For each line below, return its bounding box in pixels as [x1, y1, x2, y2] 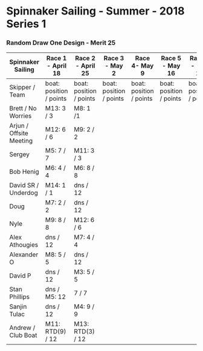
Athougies [9, 241, 38, 249]
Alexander [9, 250, 39, 259]
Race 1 [46, 54, 67, 63]
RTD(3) [73, 327, 95, 336]
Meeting [9, 137, 33, 145]
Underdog [9, 189, 38, 197]
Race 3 [103, 54, 124, 63]
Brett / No [9, 104, 37, 113]
